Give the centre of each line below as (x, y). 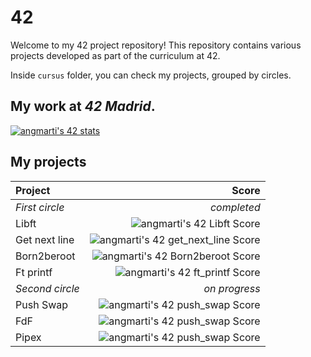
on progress (232, 288)
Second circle (47, 288)
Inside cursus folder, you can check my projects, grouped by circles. (151, 75)
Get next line (45, 239)
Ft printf (34, 272)
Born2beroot (45, 256)
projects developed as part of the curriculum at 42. (115, 55)
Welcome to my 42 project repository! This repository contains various (156, 45)
